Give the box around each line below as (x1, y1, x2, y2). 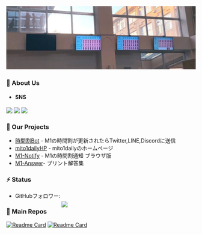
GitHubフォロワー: (14, 192, 61, 199)
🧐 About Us (6, 78, 40, 87)
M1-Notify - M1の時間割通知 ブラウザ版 (14, 152, 112, 159)
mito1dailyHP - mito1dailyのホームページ (14, 144, 114, 152)
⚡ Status (6, 176, 32, 184)
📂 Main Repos (6, 208, 47, 216)
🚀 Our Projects (6, 123, 49, 131)
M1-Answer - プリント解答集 (14, 159, 84, 167)
